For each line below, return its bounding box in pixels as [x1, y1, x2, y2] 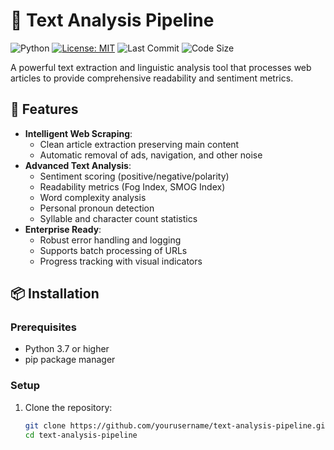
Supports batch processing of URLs [39, 244, 188, 256]
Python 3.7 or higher [24, 343, 110, 355]
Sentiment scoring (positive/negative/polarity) [39, 170, 230, 182]
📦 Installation [10, 285, 100, 303]
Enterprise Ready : [24, 223, 102, 235]
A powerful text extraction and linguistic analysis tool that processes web [10, 61, 312, 73]
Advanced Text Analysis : [24, 159, 132, 171]
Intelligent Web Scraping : [24, 127, 133, 139]
